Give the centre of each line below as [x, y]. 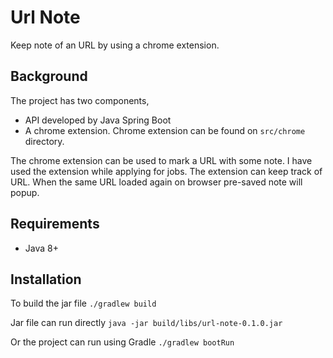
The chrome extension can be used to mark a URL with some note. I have [161, 160]
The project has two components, [80, 100]
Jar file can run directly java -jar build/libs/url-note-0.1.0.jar [146, 323]
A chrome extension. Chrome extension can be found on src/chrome [165, 130]
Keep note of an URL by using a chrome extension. [115, 45]
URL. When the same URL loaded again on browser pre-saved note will [156, 182]
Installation [46, 279]
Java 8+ [41, 248]
